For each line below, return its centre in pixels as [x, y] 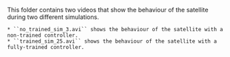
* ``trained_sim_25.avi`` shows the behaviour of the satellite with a [112, 41]
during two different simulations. [53, 17]
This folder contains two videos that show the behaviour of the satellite [108, 10]
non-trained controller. [43, 35]
